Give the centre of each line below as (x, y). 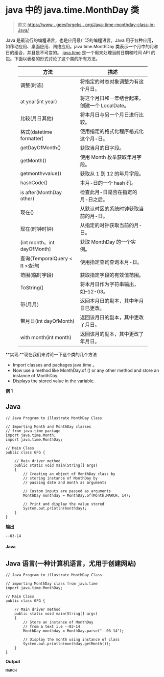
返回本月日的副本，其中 (107, 301)
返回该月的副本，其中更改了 (112, 334)
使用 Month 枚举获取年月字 (111, 157)
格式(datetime (36, 132)
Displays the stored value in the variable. (54, 381)
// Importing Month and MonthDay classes (48, 426)
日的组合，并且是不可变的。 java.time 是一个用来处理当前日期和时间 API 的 (81, 53)
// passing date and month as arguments (65, 482)
